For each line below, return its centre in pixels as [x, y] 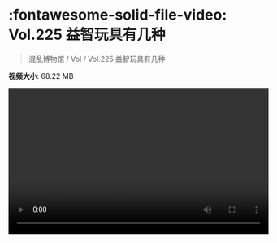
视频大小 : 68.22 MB [41, 76]
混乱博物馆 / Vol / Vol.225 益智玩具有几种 [97, 59]
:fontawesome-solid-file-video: [118, 15]
